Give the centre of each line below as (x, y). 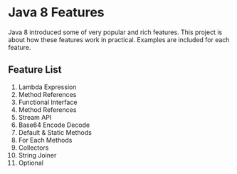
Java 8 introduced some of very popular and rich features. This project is (115, 32)
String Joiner (37, 155)
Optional (31, 163)
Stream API (35, 117)
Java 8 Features (57, 12)
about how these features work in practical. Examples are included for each (119, 39)
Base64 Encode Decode (54, 125)
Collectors (33, 148)
